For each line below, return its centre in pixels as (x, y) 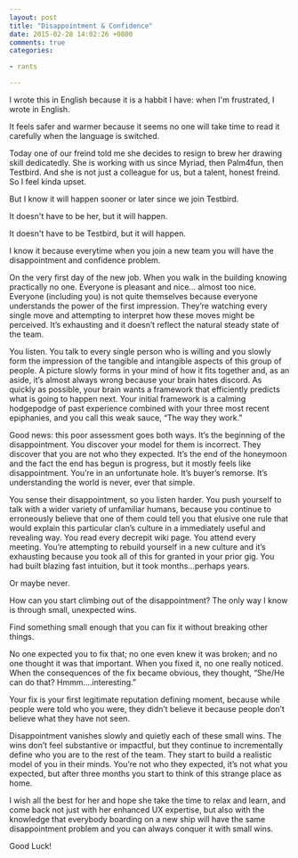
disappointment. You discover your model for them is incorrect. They (135, 445)
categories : (31, 51)
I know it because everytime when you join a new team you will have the (141, 251)
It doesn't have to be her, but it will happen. (89, 216)
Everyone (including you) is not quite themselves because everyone (133, 296)
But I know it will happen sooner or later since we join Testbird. (124, 199)
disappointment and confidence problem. (85, 260)
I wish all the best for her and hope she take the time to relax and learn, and (148, 800)
